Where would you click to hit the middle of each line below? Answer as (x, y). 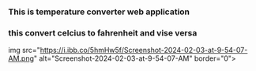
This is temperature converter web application (99, 12)
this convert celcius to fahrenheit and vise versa (103, 32)
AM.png (21, 58)
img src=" (24, 50)
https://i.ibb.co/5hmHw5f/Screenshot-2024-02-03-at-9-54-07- (144, 50)
